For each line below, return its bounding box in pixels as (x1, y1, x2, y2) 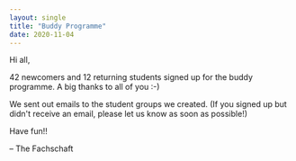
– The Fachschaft (9, 143, 74, 154)
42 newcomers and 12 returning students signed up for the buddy (9, 72, 254, 83)
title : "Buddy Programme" (9, 22, 106, 31)
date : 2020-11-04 (9, 30, 75, 39)
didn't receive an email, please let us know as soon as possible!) (9, 109, 248, 120)
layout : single (9, 13, 67, 22)
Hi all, (9, 55, 31, 66)
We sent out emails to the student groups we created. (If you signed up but (9, 99, 288, 110)
